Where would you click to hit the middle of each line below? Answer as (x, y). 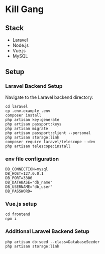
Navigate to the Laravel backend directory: (49, 97)
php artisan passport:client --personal (48, 133)
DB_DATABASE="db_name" (29, 182)
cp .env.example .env (28, 111)
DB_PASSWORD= (19, 191)
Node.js (21, 45)
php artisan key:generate (32, 119)
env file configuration (32, 159)
